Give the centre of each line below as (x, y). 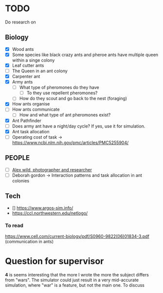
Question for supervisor (54, 261)
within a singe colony (33, 60)
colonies (21, 181)
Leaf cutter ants (28, 65)
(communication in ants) (29, 241)
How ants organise (31, 104)
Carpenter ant (26, 76)
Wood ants (23, 49)
